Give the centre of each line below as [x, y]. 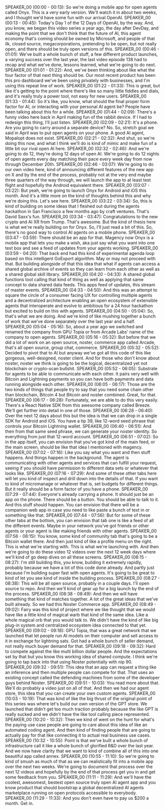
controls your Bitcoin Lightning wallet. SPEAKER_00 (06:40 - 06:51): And [78, 426]
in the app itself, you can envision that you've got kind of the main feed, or [80, 442]
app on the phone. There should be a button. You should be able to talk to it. [82, 499]
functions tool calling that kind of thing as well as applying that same [74, 280]
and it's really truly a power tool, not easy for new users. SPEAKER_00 [76, 96]
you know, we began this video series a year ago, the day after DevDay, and [82, 28]
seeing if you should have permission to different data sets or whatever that [82, 468]
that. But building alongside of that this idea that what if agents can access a [82, 264]
